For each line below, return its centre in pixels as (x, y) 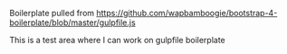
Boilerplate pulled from (52, 13)
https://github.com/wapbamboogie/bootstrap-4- (187, 13)
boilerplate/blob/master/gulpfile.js (72, 22)
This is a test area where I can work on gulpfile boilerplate (118, 40)
